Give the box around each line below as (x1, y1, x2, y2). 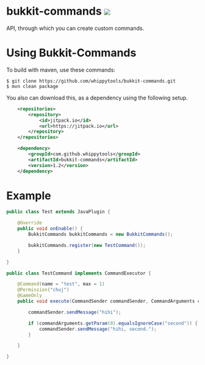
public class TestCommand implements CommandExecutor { (6, 270, 151, 276)
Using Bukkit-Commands (6, 46, 137, 60)
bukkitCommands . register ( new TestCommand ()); (28, 242, 146, 248)
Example (6, 188, 51, 202)
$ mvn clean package (6, 83, 59, 89)
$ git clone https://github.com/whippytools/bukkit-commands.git (6, 78, 176, 84)
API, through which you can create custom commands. (6, 24, 145, 32)
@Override (17, 220, 43, 226)
